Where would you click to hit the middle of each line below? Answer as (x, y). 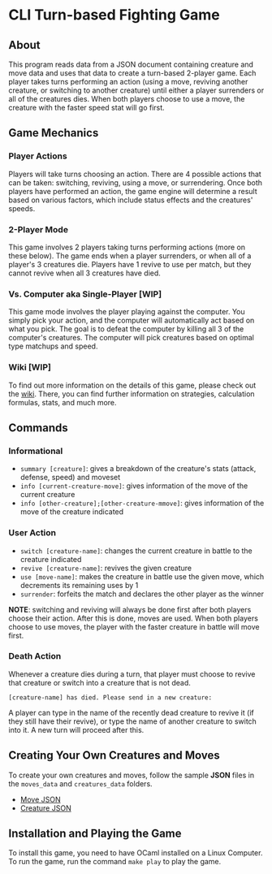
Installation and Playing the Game (95, 834)
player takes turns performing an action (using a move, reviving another (128, 82)
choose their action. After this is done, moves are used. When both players (133, 618)
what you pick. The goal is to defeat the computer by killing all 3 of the (126, 329)
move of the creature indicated (72, 512)
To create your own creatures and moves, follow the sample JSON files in (131, 775)
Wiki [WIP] (30, 367)
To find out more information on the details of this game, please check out (132, 385)
